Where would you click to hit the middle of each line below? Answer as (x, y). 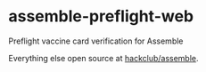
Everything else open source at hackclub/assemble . (103, 58)
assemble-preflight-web (101, 16)
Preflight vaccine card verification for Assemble (96, 41)
